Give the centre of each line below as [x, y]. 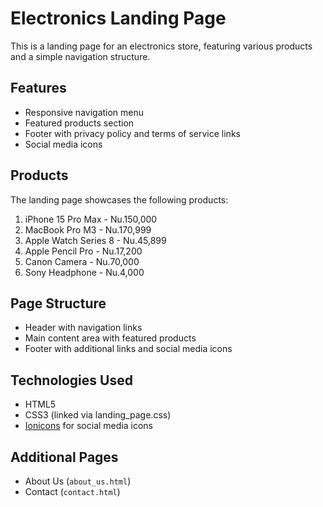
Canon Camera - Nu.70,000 [82, 261]
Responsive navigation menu [84, 112]
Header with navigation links [83, 328]
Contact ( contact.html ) [72, 491]
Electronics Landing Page [118, 18]
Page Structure [58, 303]
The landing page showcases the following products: [119, 199]
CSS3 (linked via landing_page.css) [98, 415]
